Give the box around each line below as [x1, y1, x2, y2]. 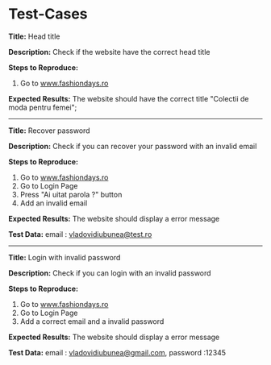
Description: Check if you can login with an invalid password [8, 268, 211, 278]
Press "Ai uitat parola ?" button [19, 189, 123, 199]
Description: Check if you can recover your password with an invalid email [8, 141, 257, 151]
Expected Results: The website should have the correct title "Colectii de [8, 93, 249, 103]
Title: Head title [8, 31, 60, 41]
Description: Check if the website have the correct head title [8, 47, 211, 56]
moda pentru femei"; [8, 102, 77, 112]
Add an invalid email [19, 198, 88, 208]
